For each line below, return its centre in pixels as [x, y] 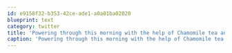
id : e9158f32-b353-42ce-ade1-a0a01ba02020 [69, 13]
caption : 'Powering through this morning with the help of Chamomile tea [116, 39]
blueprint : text [30, 20]
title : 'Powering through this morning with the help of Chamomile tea [112, 33]
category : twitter [33, 26]
